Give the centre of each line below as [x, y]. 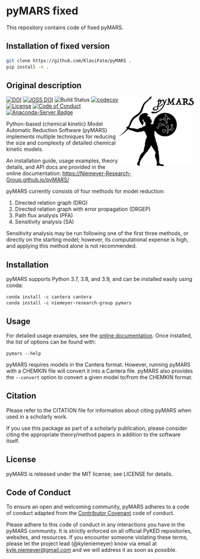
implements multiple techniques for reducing [61, 137]
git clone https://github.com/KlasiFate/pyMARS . [69, 61]
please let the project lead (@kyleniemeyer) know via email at [82, 544]
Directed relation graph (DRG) [51, 203]
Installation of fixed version [58, 46]
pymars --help [24, 353]
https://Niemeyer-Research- [97, 173]
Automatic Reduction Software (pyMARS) [57, 130]
